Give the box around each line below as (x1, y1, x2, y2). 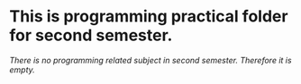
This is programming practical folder (9, 6, 288, 27)
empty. (9, 64, 36, 75)
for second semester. (9, 25, 173, 46)
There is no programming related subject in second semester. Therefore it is (9, 55, 292, 65)
